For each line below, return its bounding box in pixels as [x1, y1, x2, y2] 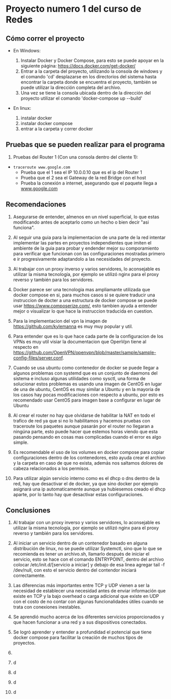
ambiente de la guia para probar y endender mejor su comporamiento [13, 245, 159, 251]
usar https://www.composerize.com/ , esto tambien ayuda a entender [13, 302, 157, 309]
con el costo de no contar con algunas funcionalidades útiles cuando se [13, 598, 164, 605]
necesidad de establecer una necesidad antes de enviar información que [13, 588, 166, 594]
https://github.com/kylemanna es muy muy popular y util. [13, 323, 133, 329]
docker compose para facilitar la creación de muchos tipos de [13, 634, 143, 641]
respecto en [13, 344, 39, 350]
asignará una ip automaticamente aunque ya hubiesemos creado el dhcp [13, 486, 165, 492]
